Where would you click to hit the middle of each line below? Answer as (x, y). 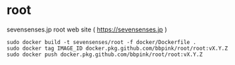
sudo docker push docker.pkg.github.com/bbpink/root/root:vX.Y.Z (104, 55)
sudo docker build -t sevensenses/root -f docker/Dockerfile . (102, 42)
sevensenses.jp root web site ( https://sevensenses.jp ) (87, 29)
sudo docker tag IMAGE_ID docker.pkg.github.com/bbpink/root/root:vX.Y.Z (117, 48)
